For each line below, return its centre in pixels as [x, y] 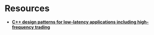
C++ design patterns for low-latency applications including [74, 22]
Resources [27, 9]
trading [43, 27]
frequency [23, 27]
